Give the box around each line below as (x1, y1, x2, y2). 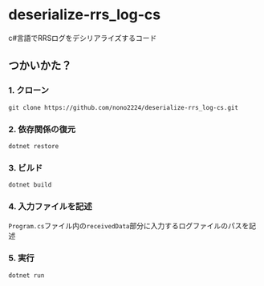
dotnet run (8, 271, 45, 280)
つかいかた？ (8, 58, 72, 73)
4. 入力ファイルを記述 (8, 201, 92, 212)
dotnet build (8, 181, 52, 189)
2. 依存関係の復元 (8, 123, 76, 135)
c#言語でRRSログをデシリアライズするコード (8, 33, 157, 42)
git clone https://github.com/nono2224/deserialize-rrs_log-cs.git (8, 103, 239, 111)
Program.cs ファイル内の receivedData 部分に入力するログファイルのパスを (8, 220, 250, 230)
